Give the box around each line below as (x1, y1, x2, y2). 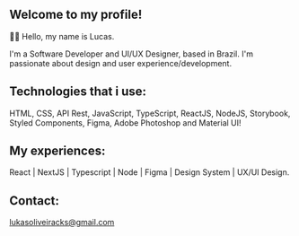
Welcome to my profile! (9, 7, 143, 22)
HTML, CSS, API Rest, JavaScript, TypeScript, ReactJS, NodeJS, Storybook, (9, 108, 291, 118)
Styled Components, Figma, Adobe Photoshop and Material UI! (9, 117, 242, 128)
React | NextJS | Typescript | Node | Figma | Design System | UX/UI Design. (9, 167, 290, 178)
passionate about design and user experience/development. (9, 57, 232, 68)
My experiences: (9, 144, 106, 159)
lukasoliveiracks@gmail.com (9, 217, 115, 228)
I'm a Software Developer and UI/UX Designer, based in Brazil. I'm (9, 48, 254, 59)
